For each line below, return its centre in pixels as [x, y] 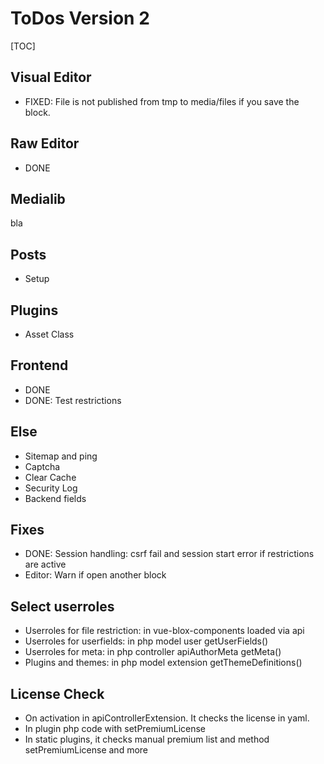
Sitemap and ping [61, 456]
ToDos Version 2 [80, 18]
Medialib [38, 198]
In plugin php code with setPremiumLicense [115, 729]
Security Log [51, 488]
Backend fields [55, 498]
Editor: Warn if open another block [95, 575]
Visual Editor [51, 77]
